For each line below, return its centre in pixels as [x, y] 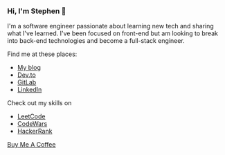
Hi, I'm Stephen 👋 [37, 11]
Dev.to [26, 75]
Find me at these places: [42, 54]
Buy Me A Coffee [31, 145]
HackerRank [35, 131]
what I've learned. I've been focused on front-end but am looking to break [112, 33]
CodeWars [32, 124]
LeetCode [31, 116]
